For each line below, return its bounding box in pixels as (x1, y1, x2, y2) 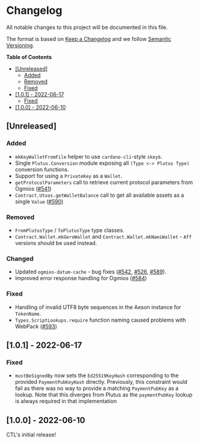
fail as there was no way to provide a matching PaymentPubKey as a (14, 384, 179, 392)
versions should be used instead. (14, 239, 97, 246)
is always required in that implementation (14, 398, 117, 405)
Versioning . (6, 42, 35, 49)
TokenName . (14, 310, 41, 317)
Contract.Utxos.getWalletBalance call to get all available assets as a (14, 191, 185, 199)
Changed (6, 254, 34, 263)
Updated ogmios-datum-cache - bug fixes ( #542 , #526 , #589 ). (14, 268, 167, 275)
